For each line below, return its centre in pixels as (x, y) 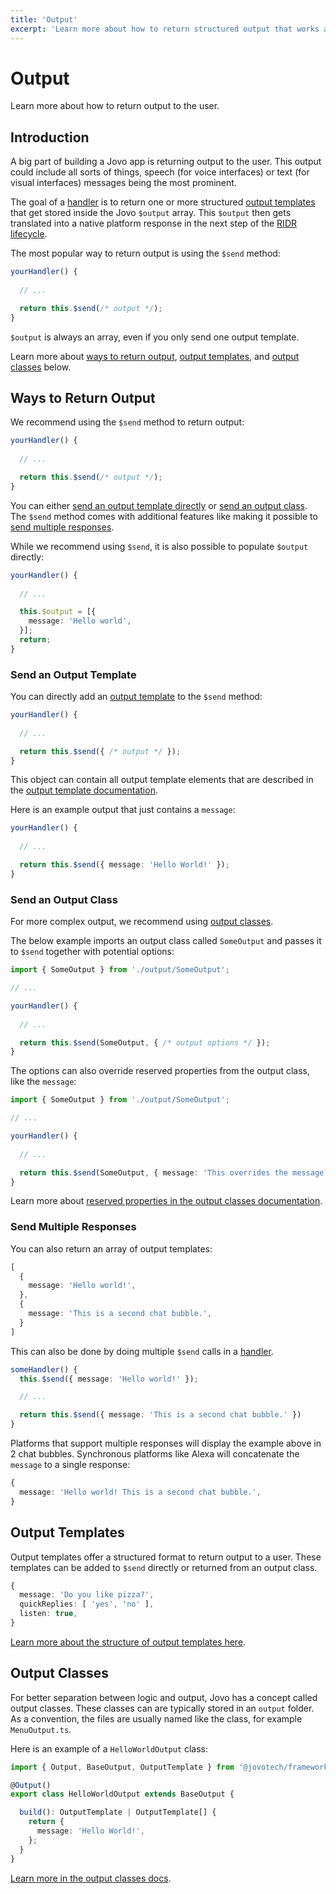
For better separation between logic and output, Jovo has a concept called (164, 1697)
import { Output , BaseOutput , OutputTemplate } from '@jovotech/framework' (171, 1767)
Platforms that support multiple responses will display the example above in (166, 1443)
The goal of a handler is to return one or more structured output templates (163, 202)
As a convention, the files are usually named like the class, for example (156, 1718)
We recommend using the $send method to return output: (127, 422)
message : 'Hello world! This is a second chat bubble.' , (140, 1492)
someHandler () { (44, 1369)
